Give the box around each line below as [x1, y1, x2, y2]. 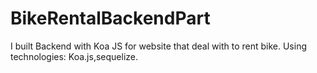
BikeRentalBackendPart [10, 7, 211, 30]
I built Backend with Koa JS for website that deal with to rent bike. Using [10, 40, 307, 52]
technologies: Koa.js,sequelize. [10, 50, 138, 62]
